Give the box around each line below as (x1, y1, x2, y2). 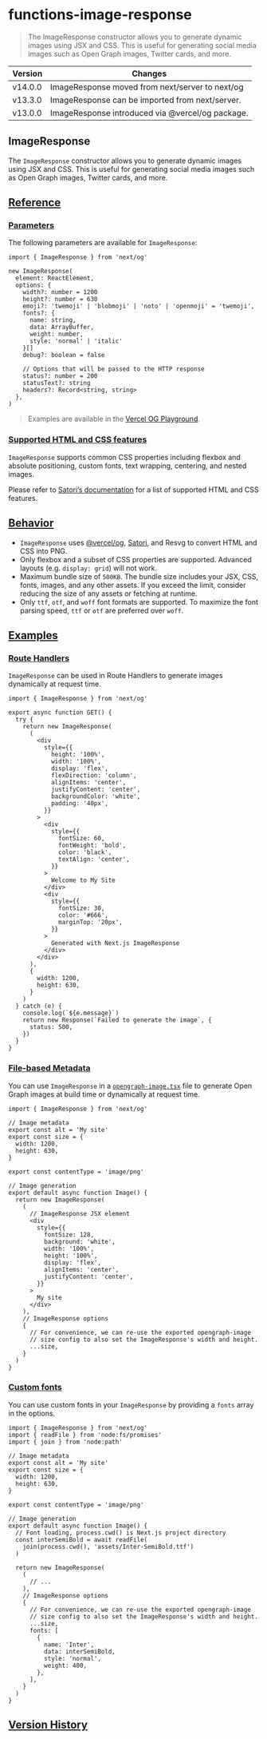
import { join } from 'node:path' (8, 1438, 124, 1446)
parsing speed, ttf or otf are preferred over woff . (19, 605, 184, 615)
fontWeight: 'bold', (58, 841, 127, 850)
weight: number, (29, 330, 84, 339)
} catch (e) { (15, 1003, 62, 1010)
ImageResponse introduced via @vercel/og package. (50, 107, 249, 118)
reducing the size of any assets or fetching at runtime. (19, 589, 198, 598)
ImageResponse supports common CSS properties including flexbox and (8, 452, 241, 462)
